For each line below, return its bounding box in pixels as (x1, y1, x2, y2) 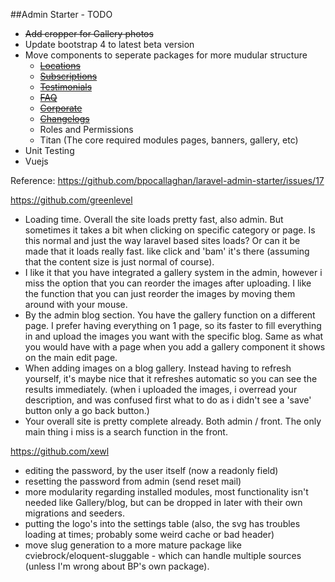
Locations (39, 60, 81, 71)
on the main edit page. (24, 352, 118, 363)
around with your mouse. (24, 299, 128, 310)
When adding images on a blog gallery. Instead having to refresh (24, 362, 292, 374)
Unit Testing (24, 145, 75, 156)
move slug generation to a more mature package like (24, 539, 242, 551)
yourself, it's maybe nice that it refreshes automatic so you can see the (24, 373, 318, 384)
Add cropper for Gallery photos (24, 28, 154, 39)
